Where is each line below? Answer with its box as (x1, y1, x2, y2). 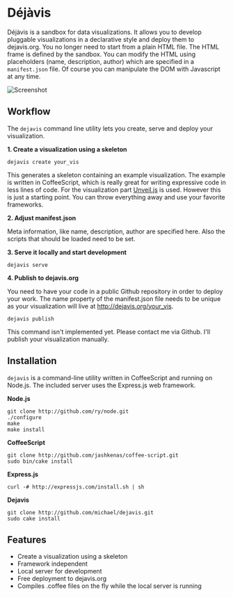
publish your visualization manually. (7, 335, 109, 343)
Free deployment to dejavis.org (17, 575, 107, 583)
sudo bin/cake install (7, 457, 73, 465)
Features (7, 534, 47, 546)
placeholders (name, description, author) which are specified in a (7, 57, 195, 65)
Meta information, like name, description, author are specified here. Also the (7, 227, 225, 236)
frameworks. (7, 200, 44, 208)
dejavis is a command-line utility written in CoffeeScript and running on (7, 373, 213, 382)
